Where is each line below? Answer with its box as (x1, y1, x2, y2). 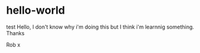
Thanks (6, 29, 25, 36)
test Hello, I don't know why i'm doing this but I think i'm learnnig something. (6, 23, 195, 30)
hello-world (6, 4, 66, 17)
